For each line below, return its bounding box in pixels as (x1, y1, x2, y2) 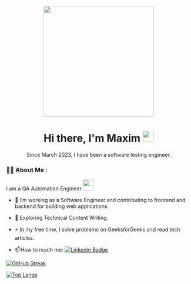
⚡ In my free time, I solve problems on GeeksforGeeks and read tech (14, 226, 180, 233)
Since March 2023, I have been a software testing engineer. (26, 151, 172, 158)
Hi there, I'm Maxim (43, 132, 141, 145)
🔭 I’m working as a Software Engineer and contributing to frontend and (14, 197, 186, 204)
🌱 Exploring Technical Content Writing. (14, 214, 109, 222)
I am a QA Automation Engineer (6, 185, 82, 192)
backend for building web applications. (14, 203, 109, 210)
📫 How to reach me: (14, 246, 63, 253)
